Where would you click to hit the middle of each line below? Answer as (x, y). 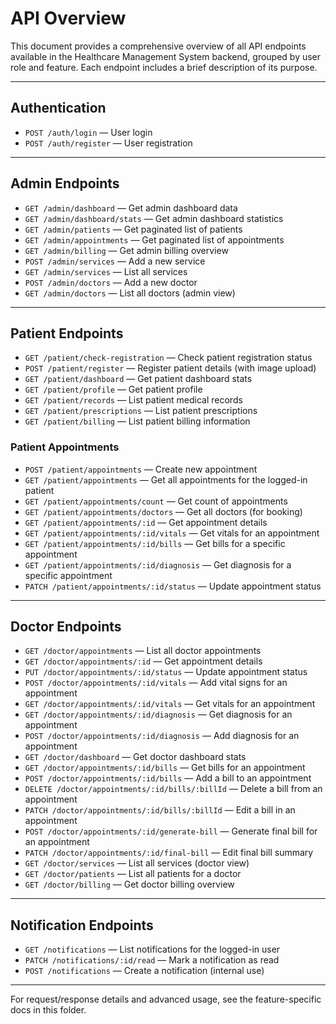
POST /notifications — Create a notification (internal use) (144, 971)
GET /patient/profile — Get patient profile (113, 389)
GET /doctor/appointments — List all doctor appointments (143, 651)
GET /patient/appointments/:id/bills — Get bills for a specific (155, 543)
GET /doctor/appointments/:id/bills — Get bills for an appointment (165, 768)
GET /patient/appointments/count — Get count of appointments (156, 501)
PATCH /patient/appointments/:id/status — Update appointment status (173, 586)
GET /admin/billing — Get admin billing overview (126, 250)
